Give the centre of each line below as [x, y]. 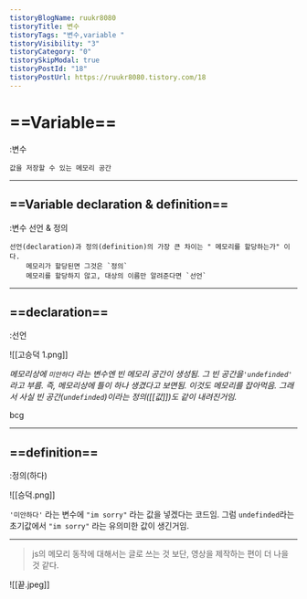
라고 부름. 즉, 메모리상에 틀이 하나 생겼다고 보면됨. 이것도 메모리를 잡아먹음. [143, 385]
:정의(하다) [28, 476]
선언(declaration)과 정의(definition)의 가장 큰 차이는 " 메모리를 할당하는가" [145, 247]
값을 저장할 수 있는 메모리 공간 [61, 168]
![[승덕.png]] [32, 495]
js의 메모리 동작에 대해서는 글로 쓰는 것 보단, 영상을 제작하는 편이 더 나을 [160, 554]
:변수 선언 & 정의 [39, 227]
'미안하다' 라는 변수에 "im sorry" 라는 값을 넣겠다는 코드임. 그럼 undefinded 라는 [152, 515]
